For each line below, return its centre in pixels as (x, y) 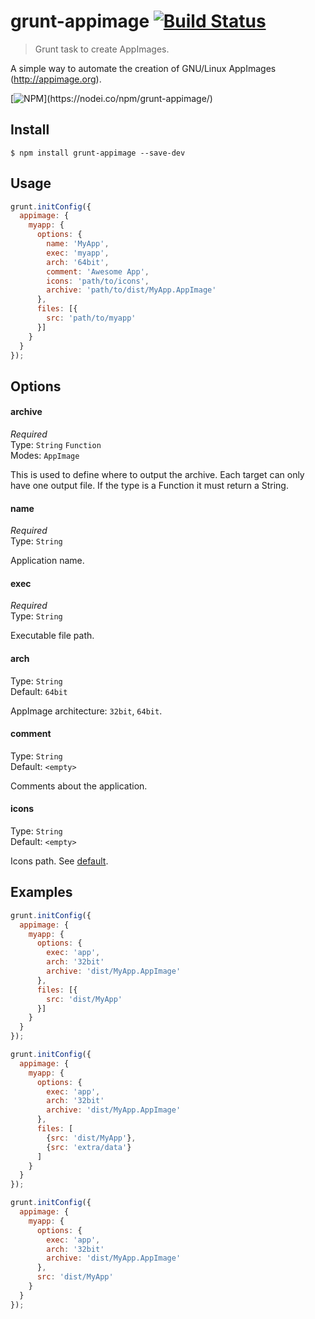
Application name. (47, 561)
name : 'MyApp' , (78, 244)
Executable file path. (52, 636)
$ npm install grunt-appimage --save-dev (98, 153)
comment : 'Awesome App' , (98, 271)
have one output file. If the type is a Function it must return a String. (149, 486)
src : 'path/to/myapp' (91, 318)
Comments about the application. (79, 786)
